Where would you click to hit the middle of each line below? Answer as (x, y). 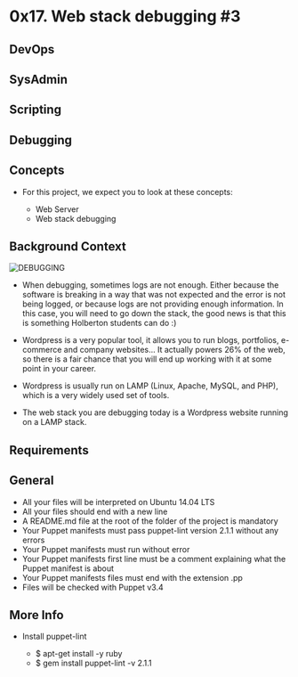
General (32, 481)
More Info (36, 615)
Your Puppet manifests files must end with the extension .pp (132, 577)
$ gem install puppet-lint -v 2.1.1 (94, 663)
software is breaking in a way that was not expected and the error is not (154, 295)
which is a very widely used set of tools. (96, 396)
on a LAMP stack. (54, 422)
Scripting (36, 110)
